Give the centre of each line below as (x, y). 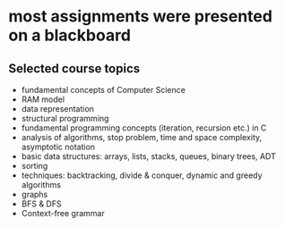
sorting (35, 166)
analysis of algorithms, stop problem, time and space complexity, (142, 137)
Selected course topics (74, 68)
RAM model (43, 99)
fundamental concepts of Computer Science (103, 90)
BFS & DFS (41, 204)
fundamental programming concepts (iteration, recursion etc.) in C (144, 128)
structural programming (65, 118)
